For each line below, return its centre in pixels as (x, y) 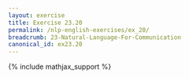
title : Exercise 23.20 (45, 23)
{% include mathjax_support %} (60, 66)
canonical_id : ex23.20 (45, 45)
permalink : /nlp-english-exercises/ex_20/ (79, 30)
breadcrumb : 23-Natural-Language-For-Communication (94, 37)
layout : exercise (37, 15)
